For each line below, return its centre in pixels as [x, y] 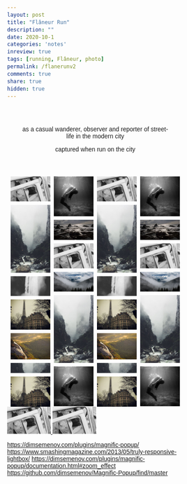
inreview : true [29, 52]
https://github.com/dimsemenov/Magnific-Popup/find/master [88, 473]
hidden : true [26, 89]
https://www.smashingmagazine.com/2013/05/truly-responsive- [92, 452]
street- [159, 129]
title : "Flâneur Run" [39, 22]
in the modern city [100, 136]
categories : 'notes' [37, 44]
